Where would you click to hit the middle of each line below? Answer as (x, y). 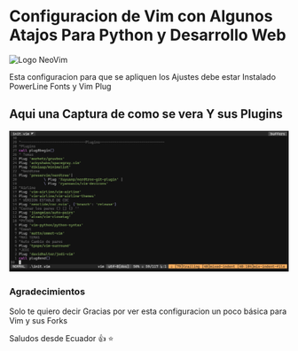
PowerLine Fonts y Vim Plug (60, 86)
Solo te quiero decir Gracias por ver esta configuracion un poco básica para (148, 311)
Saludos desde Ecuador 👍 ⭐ (62, 338)
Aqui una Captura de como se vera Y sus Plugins (146, 114)
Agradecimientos (47, 292)
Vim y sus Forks (39, 320)
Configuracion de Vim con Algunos (141, 16)
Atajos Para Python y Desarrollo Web (148, 35)
